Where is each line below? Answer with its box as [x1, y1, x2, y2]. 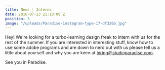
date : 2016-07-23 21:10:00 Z [5, 12, 65, 17]
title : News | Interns [5, 7, 52, 12]
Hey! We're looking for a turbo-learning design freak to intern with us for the [5, 34, 161, 40]
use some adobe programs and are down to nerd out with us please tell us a [5, 45, 160, 50]
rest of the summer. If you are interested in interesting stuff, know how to [5, 40, 153, 46]
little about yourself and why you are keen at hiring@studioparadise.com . [5, 50, 154, 56]
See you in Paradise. [5, 59, 47, 65]
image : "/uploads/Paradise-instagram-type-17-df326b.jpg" [5, 21, 127, 26]
